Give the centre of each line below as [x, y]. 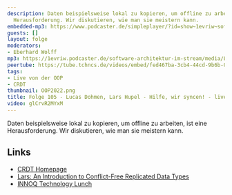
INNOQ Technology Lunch [54, 183]
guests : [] [23, 33]
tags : [15, 71]
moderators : [24, 46]
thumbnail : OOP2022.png [41, 91]
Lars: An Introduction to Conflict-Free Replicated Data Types [103, 176]
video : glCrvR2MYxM [35, 104]
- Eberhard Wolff [32, 53]
